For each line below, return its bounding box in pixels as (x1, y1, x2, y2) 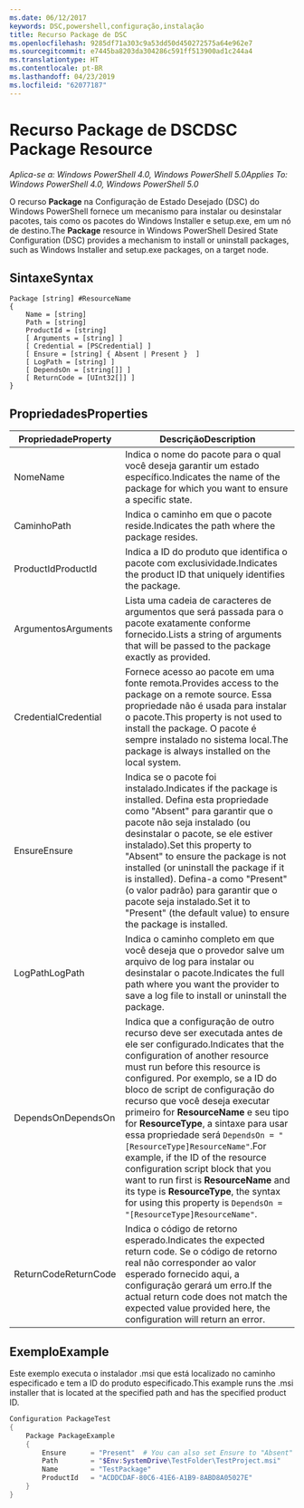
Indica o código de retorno (125, 1223, 238, 1235)
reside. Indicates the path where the (125, 520, 276, 533)
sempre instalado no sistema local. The (125, 734, 289, 746)
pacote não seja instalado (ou (125, 816, 251, 829)
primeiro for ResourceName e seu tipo (125, 1106, 290, 1119)
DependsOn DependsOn (14, 1111, 116, 1124)
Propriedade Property (18, 433, 112, 446)
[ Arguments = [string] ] (25, 334, 124, 343)
